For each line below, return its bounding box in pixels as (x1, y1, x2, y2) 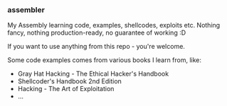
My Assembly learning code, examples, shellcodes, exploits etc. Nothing (7, 21, 221, 30)
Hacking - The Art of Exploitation (17, 85, 115, 93)
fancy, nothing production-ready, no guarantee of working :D (7, 28, 186, 37)
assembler (7, 5, 45, 15)
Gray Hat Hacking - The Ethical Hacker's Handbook (17, 69, 169, 78)
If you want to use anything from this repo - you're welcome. (7, 42, 185, 51)
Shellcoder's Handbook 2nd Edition (17, 77, 122, 86)
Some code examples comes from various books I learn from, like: (7, 56, 201, 64)
